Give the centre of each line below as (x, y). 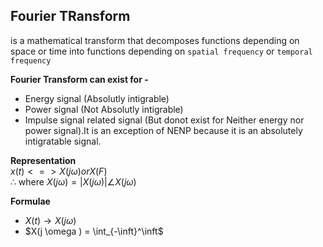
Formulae (30, 201)
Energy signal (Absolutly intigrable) (97, 98)
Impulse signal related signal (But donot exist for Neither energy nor (164, 120)
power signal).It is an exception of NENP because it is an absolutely (163, 130)
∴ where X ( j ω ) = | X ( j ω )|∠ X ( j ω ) (73, 181)
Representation (43, 160)
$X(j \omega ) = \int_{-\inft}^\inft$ (94, 231)
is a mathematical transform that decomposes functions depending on (155, 40)
